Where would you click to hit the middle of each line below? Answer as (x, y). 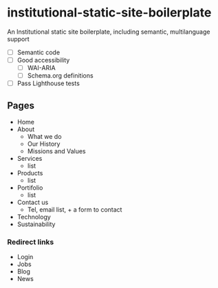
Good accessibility (43, 60)
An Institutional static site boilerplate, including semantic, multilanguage (109, 32)
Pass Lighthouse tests (48, 83)
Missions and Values (56, 151)
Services (30, 159)
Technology (34, 217)
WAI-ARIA (42, 68)
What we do (44, 137)
